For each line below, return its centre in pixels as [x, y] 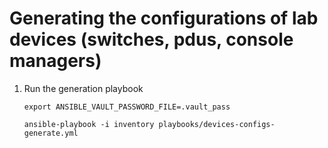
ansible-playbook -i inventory [89, 124]
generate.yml [51, 133]
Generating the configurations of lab [164, 18]
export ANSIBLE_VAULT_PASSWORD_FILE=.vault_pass [127, 107]
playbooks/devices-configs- [217, 124]
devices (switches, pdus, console [151, 39]
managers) [55, 61]
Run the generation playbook [83, 88]
